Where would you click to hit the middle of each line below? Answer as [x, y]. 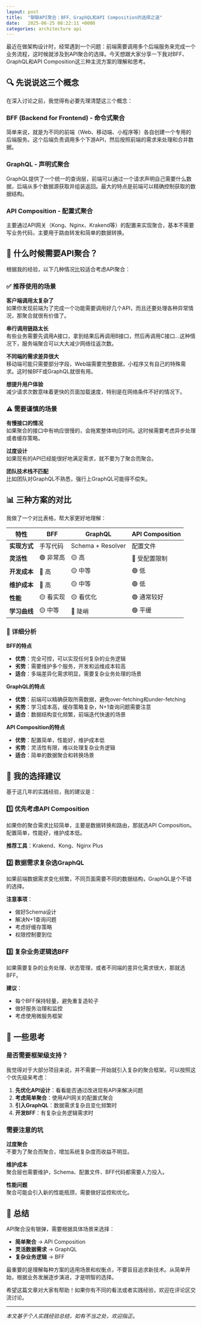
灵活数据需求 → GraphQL [46, 1249]
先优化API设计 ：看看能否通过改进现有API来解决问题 [79, 1090]
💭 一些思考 [26, 1037]
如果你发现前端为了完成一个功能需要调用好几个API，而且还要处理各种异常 [97, 308]
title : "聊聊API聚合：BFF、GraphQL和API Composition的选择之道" [84, 17]
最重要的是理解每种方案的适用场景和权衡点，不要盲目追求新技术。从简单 [96, 1270]
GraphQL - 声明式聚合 [38, 165]
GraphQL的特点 [26, 687]
